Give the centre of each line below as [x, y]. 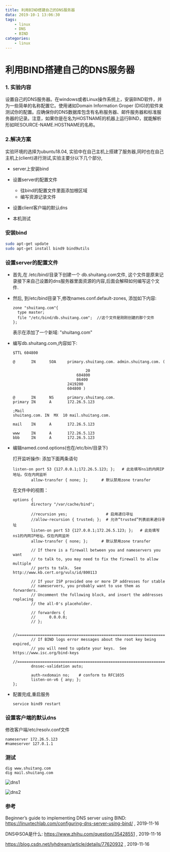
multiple [22, 563]
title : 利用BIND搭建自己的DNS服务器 [40, 10]
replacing [23, 599]
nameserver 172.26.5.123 [31, 740]
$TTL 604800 [25, 353]
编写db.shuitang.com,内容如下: [45, 343]
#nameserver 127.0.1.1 [29, 744]
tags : [11, 19]
